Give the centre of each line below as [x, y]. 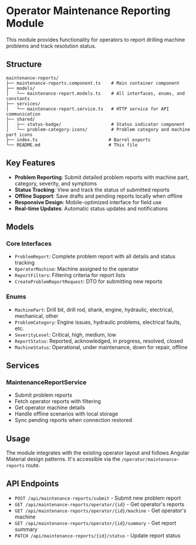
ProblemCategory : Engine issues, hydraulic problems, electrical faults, [98, 322]
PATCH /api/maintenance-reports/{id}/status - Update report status [97, 535]
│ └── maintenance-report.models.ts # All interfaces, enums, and [95, 93]
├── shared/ [21, 119]
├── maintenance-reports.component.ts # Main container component [93, 83]
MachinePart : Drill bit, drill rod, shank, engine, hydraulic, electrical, [94, 310]
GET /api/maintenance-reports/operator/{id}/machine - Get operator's [100, 510]
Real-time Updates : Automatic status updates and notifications [91, 208]
